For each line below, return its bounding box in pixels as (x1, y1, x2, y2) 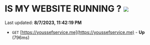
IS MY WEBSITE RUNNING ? (4, 3, 122, 14)
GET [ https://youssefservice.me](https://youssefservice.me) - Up (11, 29, 145, 35)
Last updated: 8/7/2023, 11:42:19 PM (4, 19, 82, 25)
